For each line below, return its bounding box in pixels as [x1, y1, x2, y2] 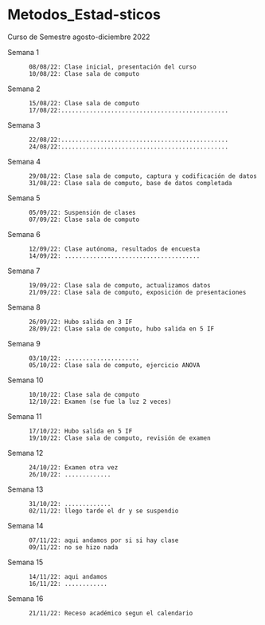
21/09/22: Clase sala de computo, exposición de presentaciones [28, 288, 247, 296]
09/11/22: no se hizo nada [28, 543, 119, 552]
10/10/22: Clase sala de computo [28, 390, 140, 398]
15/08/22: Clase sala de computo [28, 99, 140, 107]
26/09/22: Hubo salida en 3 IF [28, 318, 133, 326]
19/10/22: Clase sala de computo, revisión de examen [28, 433, 212, 442]
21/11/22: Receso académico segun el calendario [28, 609, 193, 617]
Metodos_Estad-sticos [7, 6, 161, 24]
